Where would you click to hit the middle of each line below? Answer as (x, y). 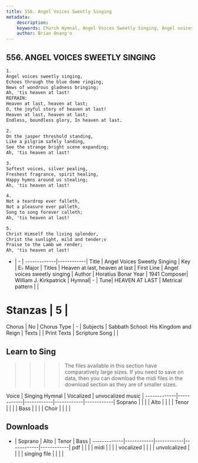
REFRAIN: (17, 98)
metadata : (18, 17)
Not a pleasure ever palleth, (43, 207)
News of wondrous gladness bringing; (52, 87)
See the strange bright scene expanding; (58, 147)
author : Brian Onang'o (44, 34)
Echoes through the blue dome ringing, (55, 82)
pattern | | (27, 287)
